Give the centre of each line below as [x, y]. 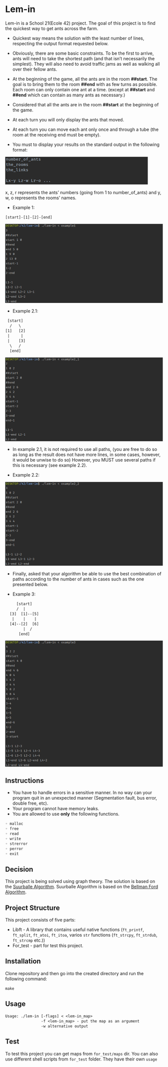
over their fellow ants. [35, 69]
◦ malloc [14, 824]
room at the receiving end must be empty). [56, 134]
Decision [19, 869]
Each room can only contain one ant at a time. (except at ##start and [83, 89]
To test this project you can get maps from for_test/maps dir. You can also [82, 1053]
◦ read [12, 834]
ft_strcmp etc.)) [29, 940]
